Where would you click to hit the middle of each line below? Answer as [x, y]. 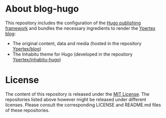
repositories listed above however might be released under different [76, 99]
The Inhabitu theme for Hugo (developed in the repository [72, 54]
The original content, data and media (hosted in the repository [77, 43]
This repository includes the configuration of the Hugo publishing [73, 23]
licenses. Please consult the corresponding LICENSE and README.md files [83, 105]
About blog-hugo [42, 9]
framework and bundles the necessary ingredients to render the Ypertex [80, 28]
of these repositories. [27, 110]
